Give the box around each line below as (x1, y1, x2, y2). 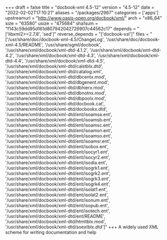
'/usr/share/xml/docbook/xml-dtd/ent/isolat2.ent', (5, 192, 109, 198)
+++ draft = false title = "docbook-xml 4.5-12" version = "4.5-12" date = (5, 5, 155, 10)
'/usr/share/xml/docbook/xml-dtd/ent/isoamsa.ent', (5, 111, 112, 117)
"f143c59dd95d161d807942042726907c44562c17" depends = (5, 26, 136, 32)
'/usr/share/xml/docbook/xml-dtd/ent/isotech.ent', (5, 208, 110, 214)
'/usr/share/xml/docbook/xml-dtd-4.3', (15, 52, 96, 58)
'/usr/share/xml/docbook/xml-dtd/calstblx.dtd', (5, 63, 103, 69)
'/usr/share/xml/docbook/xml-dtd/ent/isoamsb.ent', (5, 117, 113, 123)
